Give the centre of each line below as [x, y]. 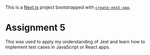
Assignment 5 [35, 28]
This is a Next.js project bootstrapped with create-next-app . [68, 7]
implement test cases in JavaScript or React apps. [58, 47]
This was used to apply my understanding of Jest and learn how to [75, 41]
